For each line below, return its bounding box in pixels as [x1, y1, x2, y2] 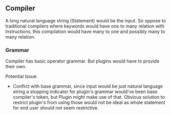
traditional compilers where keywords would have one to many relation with [5, 23, 165, 29]
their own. [5, 64, 27, 70]
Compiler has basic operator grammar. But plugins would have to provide [5, 58, 160, 64]
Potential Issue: [5, 73, 38, 79]
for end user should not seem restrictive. [12, 105, 99, 111]
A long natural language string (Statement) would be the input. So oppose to [5, 17, 166, 23]
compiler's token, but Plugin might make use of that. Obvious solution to [12, 94, 165, 100]
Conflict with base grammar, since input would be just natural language [12, 83, 163, 90]
